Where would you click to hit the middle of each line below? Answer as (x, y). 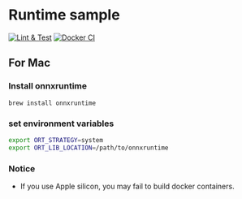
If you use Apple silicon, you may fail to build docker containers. (127, 186)
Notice (22, 168)
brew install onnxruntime (52, 103)
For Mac (30, 63)
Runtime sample (64, 15)
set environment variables (61, 123)
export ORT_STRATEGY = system (56, 140)
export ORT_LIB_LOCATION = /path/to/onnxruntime (89, 148)
